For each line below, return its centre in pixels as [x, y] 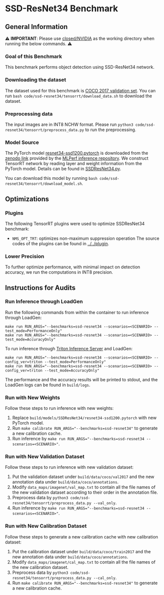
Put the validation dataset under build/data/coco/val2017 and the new [83, 477]
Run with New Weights [33, 397]
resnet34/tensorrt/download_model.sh [44, 184]
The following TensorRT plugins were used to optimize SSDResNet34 [75, 224]
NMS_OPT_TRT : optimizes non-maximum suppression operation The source [86, 238]
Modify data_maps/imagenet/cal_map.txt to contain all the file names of [84, 562]
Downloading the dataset [36, 80]
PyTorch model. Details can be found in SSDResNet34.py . [63, 169]
